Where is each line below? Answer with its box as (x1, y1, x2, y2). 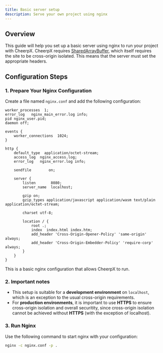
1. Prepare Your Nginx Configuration (5, 87, 92, 94)
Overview (5, 30, 36, 38)
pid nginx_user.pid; (5, 116, 47, 121)
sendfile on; (14, 168, 55, 173)
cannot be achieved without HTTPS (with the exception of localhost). (12, 310, 151, 316)
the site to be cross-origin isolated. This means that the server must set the (5, 53, 156, 59)
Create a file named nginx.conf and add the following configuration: (5, 98, 141, 104)
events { (5, 129, 23, 134)
